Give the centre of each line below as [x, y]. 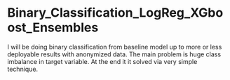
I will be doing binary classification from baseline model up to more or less [115, 47]
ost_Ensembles [53, 27]
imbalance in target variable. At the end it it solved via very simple [102, 61]
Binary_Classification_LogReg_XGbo [115, 13]
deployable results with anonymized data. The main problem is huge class [114, 54]
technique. [23, 69]
